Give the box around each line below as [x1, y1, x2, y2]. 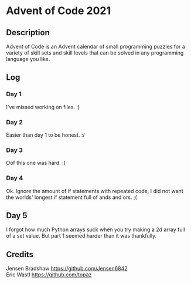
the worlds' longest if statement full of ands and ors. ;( [6, 194, 138, 201]
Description [6, 28, 50, 38]
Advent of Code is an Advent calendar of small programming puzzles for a [6, 43, 186, 50]
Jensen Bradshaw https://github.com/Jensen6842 [6, 265, 128, 272]
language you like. [6, 56, 50, 62]
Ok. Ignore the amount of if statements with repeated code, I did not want [6, 187, 183, 194]
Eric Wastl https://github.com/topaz [6, 271, 92, 278]
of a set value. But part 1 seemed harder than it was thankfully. [6, 232, 157, 239]
